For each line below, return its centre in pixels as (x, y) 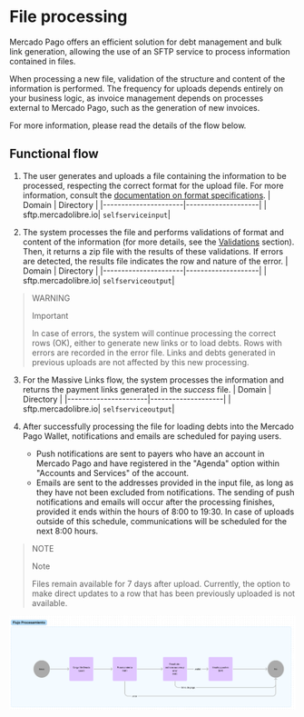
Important (50, 315)
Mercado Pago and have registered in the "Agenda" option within (157, 463)
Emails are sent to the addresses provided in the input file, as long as (165, 483)
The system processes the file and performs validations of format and (153, 232)
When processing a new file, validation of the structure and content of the (147, 78)
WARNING (51, 298)
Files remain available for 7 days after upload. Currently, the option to (161, 583)
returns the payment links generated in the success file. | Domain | (147, 389)
